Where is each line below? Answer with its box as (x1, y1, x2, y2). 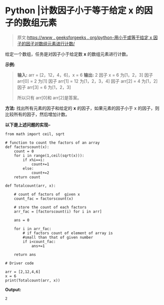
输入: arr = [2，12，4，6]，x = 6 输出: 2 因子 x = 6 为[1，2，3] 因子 (17, 72, 153, 78)
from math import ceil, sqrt (5, 131, 65, 136)
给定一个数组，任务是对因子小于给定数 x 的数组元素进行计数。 (5, 51, 131, 57)
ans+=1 (31, 244, 45, 248)
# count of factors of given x (14, 192, 80, 197)
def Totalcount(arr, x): (5, 183, 56, 188)
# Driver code (5, 261, 34, 266)
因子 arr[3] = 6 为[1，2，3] (17, 84, 71, 90)
